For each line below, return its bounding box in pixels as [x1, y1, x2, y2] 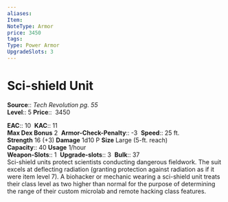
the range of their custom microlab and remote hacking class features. [7, 187, 207, 195]
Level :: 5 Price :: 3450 [7, 108, 71, 116]
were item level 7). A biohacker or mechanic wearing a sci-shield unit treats [7, 172, 220, 181]
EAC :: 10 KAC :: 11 [7, 121, 58, 129]
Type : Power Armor [7, 42, 60, 49]
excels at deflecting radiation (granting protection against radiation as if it [7, 165, 215, 173]
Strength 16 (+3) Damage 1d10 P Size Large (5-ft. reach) [7, 135, 168, 144]
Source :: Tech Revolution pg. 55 [7, 100, 98, 109]
